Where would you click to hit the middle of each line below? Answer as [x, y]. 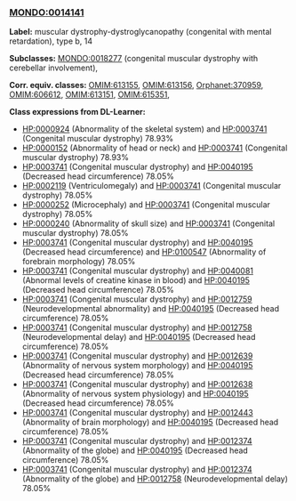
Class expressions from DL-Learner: [77, 112]
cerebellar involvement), [54, 68]
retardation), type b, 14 [51, 41]
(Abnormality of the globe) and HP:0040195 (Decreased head [135, 450]
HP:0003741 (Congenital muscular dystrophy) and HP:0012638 [137, 384]
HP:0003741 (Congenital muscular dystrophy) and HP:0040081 [137, 271]
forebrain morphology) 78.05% [79, 262]
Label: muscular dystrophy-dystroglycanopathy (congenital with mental [140, 32]
